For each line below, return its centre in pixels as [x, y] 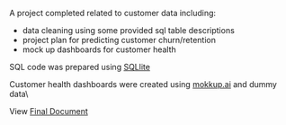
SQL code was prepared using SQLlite [80, 67]
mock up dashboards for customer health [99, 49]
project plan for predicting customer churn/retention [119, 40]
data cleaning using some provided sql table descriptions [129, 30]
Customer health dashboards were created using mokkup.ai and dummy [143, 84]
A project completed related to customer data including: [113, 13]
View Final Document [49, 111]
